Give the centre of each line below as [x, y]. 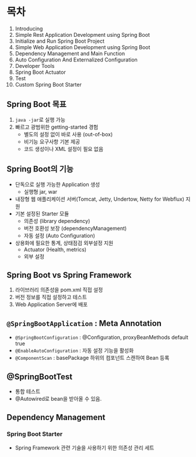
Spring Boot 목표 [36, 104]
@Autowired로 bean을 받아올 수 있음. [58, 399]
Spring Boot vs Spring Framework [69, 275]
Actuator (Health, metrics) [55, 249]
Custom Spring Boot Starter [48, 84]
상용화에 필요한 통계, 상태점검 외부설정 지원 [64, 243]
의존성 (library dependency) [57, 221]
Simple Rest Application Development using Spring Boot [83, 35]
